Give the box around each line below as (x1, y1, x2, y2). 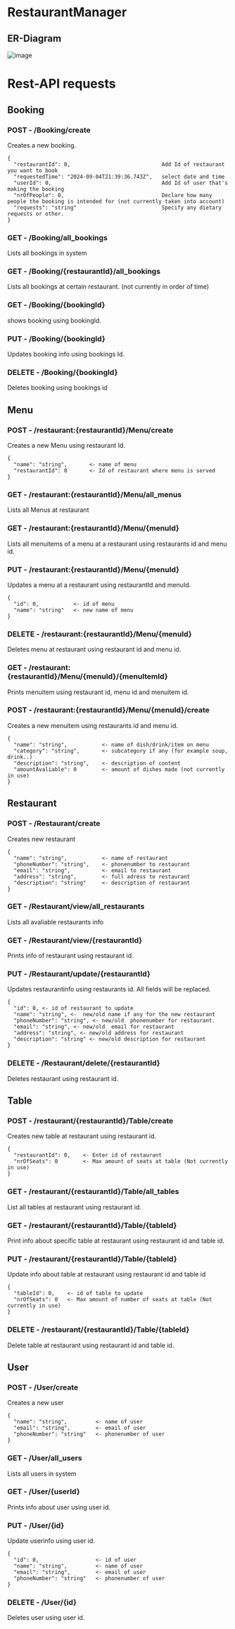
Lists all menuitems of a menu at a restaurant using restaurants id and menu (7, 539, 227, 548)
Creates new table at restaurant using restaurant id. (7, 1132, 157, 1140)
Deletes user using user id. (7, 1613, 85, 1622)
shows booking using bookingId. (7, 316, 102, 325)
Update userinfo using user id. (7, 1536, 95, 1545)
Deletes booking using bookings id (7, 383, 108, 392)
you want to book (7, 167, 58, 174)
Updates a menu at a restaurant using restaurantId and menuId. (7, 580, 191, 589)
